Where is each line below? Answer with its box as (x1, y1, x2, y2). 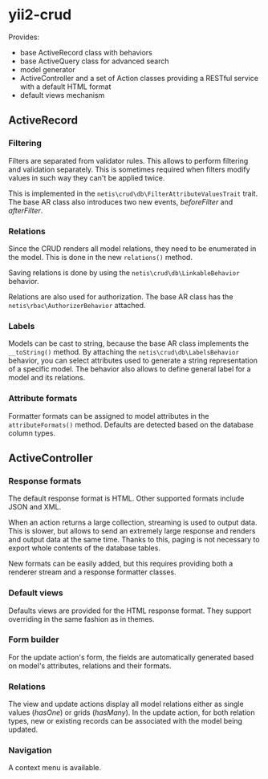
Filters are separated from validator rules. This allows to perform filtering (8, 156, 249, 165)
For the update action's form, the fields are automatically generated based (8, 652, 254, 662)
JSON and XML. (8, 502, 62, 512)
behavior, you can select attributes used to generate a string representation (8, 355, 258, 366)
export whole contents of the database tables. (8, 543, 160, 553)
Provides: (8, 32, 40, 42)
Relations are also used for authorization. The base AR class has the (8, 291, 233, 302)
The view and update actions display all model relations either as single (8, 700, 244, 709)
